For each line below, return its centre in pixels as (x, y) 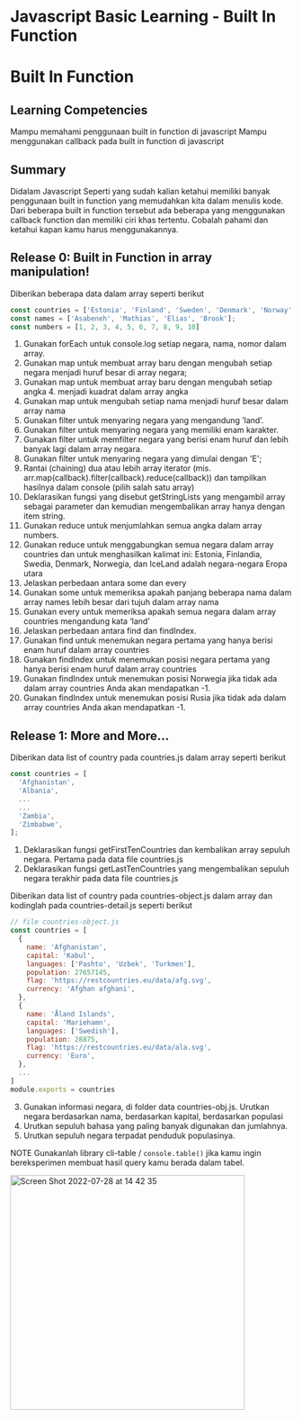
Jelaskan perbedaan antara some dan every (105, 583)
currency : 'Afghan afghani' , (81, 989)
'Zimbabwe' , (41, 824)
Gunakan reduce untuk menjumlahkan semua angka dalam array (142, 526)
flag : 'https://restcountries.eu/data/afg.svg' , (119, 981)
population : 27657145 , (69, 972)
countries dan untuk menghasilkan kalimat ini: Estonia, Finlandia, (143, 555)
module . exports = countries (63, 1089)
